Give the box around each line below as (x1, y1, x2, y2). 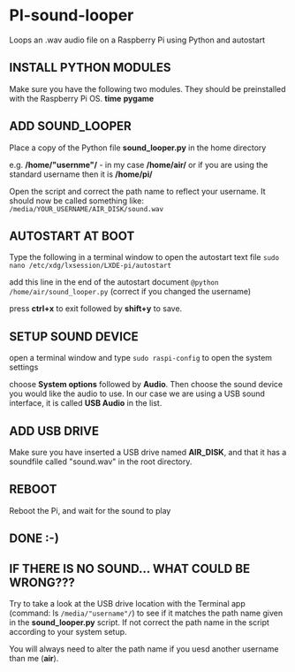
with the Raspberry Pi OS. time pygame (9, 93, 155, 103)
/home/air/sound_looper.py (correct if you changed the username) (9, 286, 252, 297)
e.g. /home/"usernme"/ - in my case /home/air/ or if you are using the (9, 159, 269, 170)
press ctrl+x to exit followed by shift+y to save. (9, 303, 183, 314)
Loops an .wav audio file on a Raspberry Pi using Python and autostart (9, 34, 265, 45)
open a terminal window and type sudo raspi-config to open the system (9, 353, 272, 363)
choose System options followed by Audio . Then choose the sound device (9, 379, 284, 390)
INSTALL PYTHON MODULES (9, 60, 171, 75)
